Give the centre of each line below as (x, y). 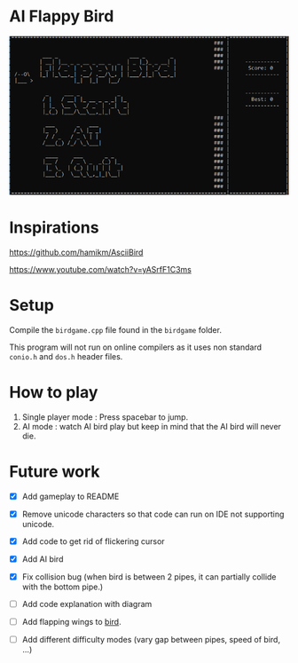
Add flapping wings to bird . (71, 622)
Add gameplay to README (71, 496)
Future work (55, 472)
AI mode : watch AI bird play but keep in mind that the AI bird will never (152, 426)
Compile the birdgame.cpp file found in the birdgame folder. (115, 329)
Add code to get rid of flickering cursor (94, 541)
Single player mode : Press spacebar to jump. (105, 417)
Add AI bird (43, 559)
